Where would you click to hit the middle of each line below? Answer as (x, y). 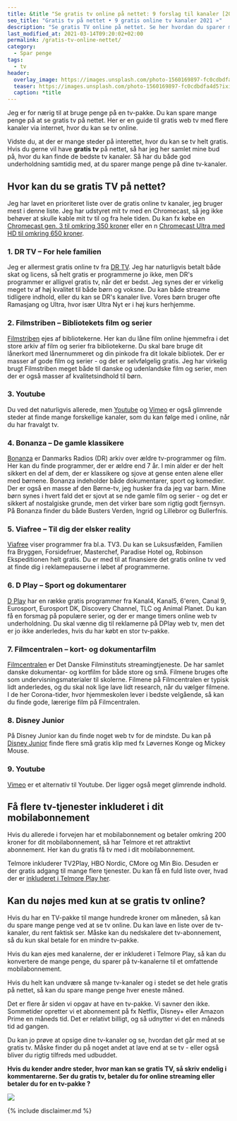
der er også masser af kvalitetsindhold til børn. (75, 376)
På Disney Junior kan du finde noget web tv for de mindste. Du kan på (109, 736)
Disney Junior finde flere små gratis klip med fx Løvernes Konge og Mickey (116, 744)
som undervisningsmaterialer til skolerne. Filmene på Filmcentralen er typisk (118, 680)
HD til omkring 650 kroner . (46, 233)
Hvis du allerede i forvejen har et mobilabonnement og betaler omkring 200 (117, 835)
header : (19, 73)
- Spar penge (33, 54)
